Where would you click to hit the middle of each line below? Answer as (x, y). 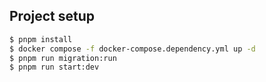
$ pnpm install (41, 39)
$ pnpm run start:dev (54, 67)
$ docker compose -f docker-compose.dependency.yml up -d (132, 49)
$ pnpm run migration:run (63, 58)
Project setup (52, 16)
